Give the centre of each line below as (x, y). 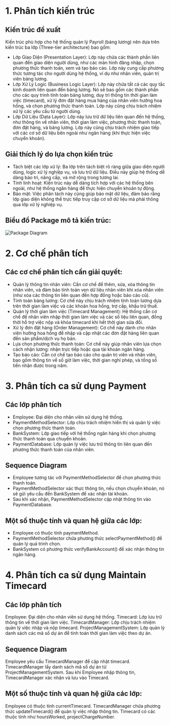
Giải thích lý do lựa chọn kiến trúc (59, 155)
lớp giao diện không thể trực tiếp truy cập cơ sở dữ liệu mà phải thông (86, 199)
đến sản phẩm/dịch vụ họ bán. (44, 338)
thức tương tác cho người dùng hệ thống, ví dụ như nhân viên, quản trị (86, 73)
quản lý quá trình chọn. (37, 544)
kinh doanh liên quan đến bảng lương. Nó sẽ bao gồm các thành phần (86, 90)
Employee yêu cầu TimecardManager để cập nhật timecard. (68, 661)
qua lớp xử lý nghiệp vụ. (38, 204)
